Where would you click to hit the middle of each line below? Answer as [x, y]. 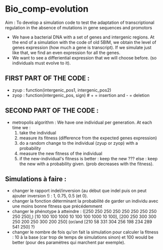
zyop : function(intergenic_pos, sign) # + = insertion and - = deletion [81, 95]
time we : [21, 127]
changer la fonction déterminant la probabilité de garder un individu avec [85, 201]
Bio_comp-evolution [47, 9]
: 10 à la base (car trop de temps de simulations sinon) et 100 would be [83, 237]
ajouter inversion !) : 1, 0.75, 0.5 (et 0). [50, 196]
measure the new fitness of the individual [61, 153]
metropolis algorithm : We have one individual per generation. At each [82, 122]
